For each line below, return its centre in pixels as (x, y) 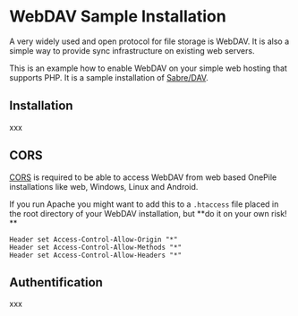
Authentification (56, 282)
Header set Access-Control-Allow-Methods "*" (95, 247)
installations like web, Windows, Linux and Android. (104, 186)
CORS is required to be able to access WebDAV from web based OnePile (143, 177)
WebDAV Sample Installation (118, 17)
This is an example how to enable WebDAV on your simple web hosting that (149, 68)
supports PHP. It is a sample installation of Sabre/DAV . (109, 77)
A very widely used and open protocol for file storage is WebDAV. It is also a (149, 41)
